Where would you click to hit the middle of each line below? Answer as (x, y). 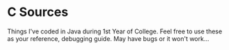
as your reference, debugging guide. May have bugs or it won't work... (108, 38)
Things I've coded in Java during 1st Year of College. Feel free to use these (115, 31)
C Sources (38, 12)
